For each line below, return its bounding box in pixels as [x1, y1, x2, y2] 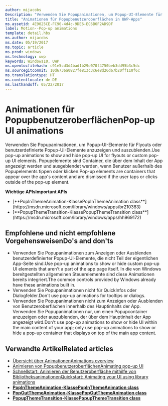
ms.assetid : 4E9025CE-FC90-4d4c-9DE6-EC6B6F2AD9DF [5, 21, 113, 27]
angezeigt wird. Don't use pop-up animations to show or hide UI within [12, 319, 157, 325]
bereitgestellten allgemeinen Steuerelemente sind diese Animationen [12, 272, 154, 278]
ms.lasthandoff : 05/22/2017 [5, 82, 64, 87]
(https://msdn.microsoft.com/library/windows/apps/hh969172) [12, 214, 141, 220]
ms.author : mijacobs [5, 36, 49, 41]
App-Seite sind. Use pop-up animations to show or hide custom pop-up [12, 260, 159, 266]
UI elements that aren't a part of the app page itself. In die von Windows [12, 266, 161, 272]
